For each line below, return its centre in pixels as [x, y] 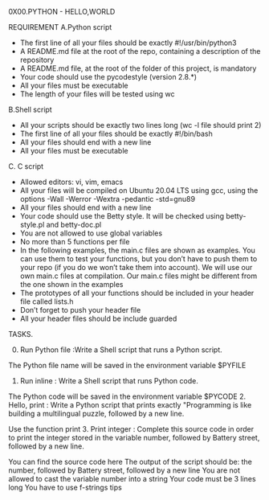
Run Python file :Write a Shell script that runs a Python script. [121, 350]
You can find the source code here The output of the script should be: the [130, 462]
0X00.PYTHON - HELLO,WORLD [62, 12]
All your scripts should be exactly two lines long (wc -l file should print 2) [141, 125]
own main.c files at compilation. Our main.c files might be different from [139, 276]
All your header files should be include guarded [98, 318]
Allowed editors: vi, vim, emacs [71, 182]
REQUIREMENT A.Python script [60, 27]
